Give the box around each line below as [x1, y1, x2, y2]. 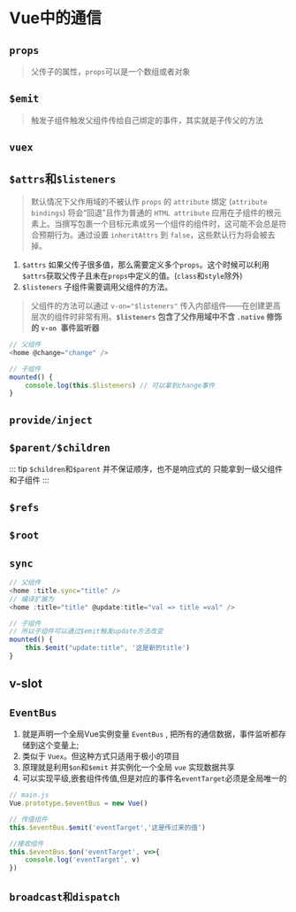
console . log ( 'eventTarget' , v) [25, 855, 140, 864]
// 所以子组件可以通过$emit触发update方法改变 [9, 627, 163, 636]
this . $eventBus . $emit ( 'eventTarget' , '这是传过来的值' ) [9, 823, 206, 832]
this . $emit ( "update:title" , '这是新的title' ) [25, 644, 190, 653]
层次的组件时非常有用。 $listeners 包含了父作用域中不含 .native [30, 312, 265, 322]
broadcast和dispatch [9, 891, 121, 903]
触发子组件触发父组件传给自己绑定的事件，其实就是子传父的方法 [30, 114, 263, 125]
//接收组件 [9, 839, 44, 848]
